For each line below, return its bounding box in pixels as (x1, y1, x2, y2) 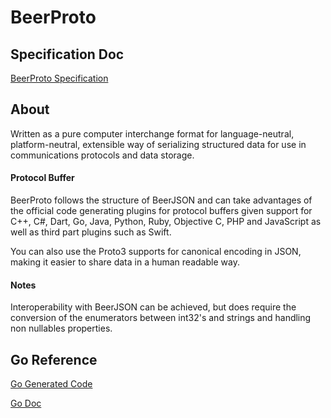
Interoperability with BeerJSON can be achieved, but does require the (10, 301, 297, 313)
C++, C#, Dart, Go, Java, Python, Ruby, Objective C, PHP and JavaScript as (10, 216, 322, 228)
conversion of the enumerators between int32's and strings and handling (10, 312, 312, 324)
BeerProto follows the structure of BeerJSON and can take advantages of (10, 194, 313, 206)
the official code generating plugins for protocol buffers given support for (10, 205, 313, 217)
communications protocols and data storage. (10, 149, 195, 161)
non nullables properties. (10, 322, 113, 335)
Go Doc (10, 397, 42, 410)
